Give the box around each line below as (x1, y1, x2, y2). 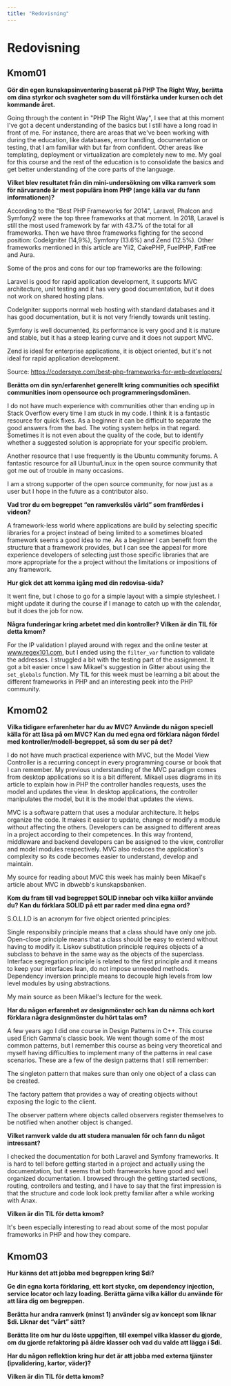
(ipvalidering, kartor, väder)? (7, 1359, 92, 1367)
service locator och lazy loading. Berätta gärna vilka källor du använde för (7, 1289, 223, 1298)
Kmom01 (7, 67, 46, 79)
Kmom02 (7, 705, 48, 717)
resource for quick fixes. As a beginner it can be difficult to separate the (7, 416, 212, 425)
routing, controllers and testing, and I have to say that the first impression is (7, 1182, 222, 1190)
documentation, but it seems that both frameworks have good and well (7, 1167, 208, 1175)
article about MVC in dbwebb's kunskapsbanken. (7, 880, 147, 889)
